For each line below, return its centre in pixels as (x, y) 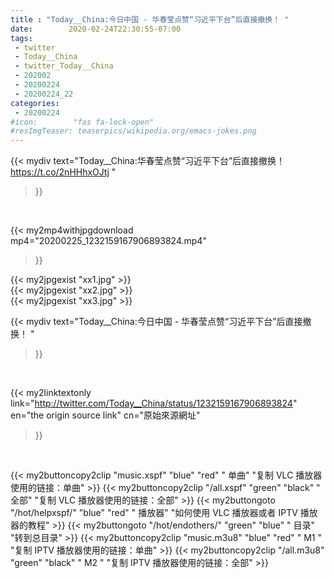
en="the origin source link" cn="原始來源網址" (105, 415)
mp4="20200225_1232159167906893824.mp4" (108, 241)
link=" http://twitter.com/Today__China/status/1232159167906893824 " (154, 403)
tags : (21, 38)
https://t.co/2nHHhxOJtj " (63, 172)
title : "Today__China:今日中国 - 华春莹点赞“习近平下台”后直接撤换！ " (150, 19)
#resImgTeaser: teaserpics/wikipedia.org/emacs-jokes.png (133, 131)
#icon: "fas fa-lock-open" (82, 122)
